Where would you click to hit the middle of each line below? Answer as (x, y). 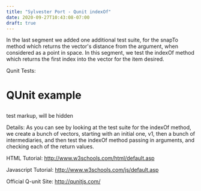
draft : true (21, 23)
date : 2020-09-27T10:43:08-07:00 (48, 17)
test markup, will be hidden (40, 115)
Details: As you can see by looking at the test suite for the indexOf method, (99, 127)
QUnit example (44, 95)
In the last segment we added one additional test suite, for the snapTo (92, 40)
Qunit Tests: (21, 71)
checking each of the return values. (50, 146)
